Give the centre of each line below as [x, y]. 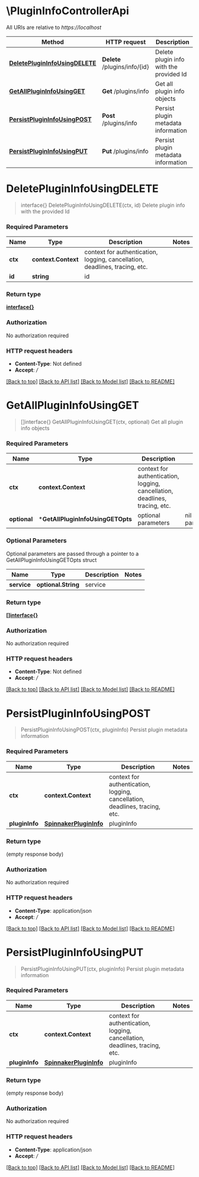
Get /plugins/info [126, 91]
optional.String [58, 584]
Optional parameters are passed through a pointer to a [73, 554]
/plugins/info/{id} [126, 66]
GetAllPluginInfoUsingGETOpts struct [52, 560]
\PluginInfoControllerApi [68, 11]
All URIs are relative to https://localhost [54, 27]
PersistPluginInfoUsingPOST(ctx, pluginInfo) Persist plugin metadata [104, 730]
